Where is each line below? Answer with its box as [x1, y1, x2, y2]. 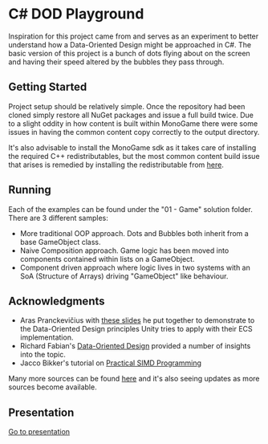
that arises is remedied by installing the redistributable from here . [8, 160, 225, 169]
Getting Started [8, 80, 87, 94]
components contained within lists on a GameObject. [19, 254, 195, 263]
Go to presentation [8, 427, 71, 437]
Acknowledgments [8, 294, 106, 308]
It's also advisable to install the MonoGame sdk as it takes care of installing [8, 142, 257, 153]
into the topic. [19, 350, 67, 360]
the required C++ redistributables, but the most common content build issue [8, 151, 260, 161]
